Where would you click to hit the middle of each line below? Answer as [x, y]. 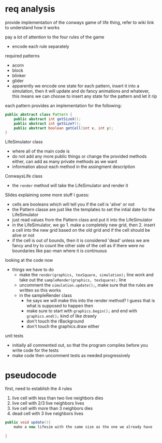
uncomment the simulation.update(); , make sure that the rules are [86, 285]
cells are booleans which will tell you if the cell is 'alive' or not [73, 204]
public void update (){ [28, 423]
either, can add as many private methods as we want [65, 162]
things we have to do [33, 270]
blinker [19, 75]
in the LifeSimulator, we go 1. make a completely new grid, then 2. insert [84, 225]
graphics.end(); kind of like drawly [61, 316]
